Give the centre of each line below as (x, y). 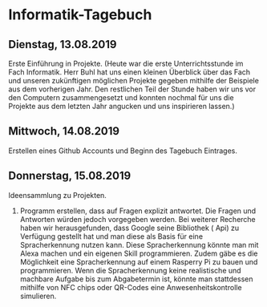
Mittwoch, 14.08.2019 (64, 131)
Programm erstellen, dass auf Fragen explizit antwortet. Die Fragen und (138, 211)
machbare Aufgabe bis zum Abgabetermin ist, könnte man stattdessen (136, 279)
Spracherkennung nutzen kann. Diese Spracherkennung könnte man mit (139, 244)
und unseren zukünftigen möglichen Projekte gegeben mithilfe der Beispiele (133, 81)
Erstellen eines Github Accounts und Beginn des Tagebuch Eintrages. (123, 151)
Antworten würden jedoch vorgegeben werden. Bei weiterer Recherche (138, 219)
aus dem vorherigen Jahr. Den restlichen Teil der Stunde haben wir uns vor (132, 89)
